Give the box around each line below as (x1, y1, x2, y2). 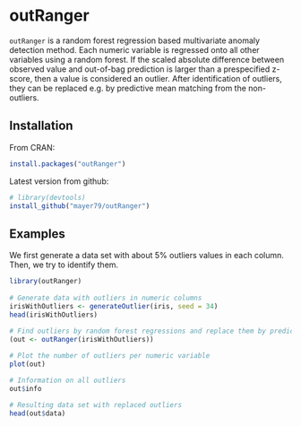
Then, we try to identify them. (9, 259, 119, 270)
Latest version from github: (9, 176, 109, 187)
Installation (9, 118, 73, 134)
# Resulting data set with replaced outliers (9, 400, 182, 409)
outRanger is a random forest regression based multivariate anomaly (9, 35, 261, 46)
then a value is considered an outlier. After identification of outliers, (34, 73, 282, 83)
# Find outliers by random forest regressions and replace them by (9, 326, 267, 336)
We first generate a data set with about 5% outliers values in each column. (9, 250, 285, 261)
